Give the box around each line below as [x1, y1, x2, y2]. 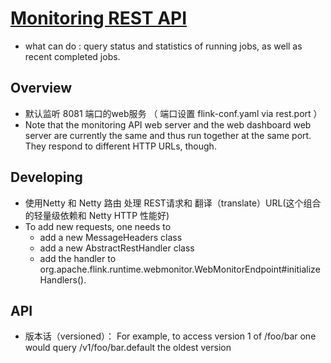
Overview [10, 80, 73, 97]
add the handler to [39, 252, 117, 264]
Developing [10, 169, 83, 186]
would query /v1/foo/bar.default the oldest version [24, 342, 232, 354]
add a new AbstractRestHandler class [39, 242, 195, 254]
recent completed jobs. [24, 50, 121, 62]
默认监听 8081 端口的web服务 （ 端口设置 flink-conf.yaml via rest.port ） [24, 107, 323, 119]
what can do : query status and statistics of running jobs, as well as [24, 40, 303, 52]
